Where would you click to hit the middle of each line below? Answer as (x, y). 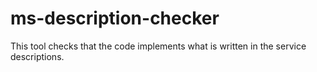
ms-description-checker (115, 18)
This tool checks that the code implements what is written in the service (158, 46)
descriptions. (37, 56)
